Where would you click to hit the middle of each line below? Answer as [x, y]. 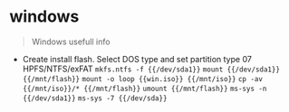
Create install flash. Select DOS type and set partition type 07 [137, 59]
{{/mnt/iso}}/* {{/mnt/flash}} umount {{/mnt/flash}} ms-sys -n [144, 89]
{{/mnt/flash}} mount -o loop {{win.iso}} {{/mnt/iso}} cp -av [142, 79]
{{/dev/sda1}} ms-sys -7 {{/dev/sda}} [95, 98]
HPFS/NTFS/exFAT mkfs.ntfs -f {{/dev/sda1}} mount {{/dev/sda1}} [151, 69]
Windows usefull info [71, 42]
